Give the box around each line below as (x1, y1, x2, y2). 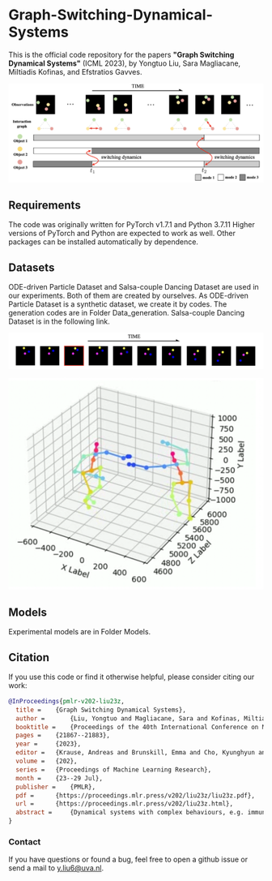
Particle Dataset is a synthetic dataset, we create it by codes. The (8, 299, 227, 309)
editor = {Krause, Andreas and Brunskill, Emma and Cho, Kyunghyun (15, 749, 255, 757)
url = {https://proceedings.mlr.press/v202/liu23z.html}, (15, 800, 233, 808)
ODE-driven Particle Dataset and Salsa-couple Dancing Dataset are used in (8, 282, 259, 292)
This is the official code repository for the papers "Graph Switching (8, 49, 235, 59)
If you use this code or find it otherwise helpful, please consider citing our (8, 672, 255, 681)
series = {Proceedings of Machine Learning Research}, (15, 765, 212, 774)
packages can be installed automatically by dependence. (8, 237, 198, 247)
